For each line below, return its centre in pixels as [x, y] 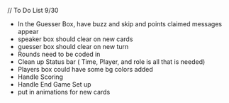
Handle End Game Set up [54, 84]
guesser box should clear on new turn [73, 47]
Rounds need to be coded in [59, 54]
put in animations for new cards [64, 92]
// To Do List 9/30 [33, 10]
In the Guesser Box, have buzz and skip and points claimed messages [119, 24]
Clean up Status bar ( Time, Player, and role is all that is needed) [111, 62]
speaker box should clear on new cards [75, 39]
